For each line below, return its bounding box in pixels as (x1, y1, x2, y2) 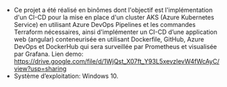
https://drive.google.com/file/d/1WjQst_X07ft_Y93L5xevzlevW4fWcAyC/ (13, 57, 220, 65)
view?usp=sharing (13, 65, 67, 72)
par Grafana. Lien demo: (13, 50, 84, 58)
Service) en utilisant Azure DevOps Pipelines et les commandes (13, 21, 196, 28)
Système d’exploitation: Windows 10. (13, 72, 119, 80)
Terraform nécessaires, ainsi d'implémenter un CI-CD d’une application (13, 28, 217, 36)
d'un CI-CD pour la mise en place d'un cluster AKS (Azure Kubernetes (13, 13, 215, 21)
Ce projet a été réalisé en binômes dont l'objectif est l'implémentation (13, 6, 213, 14)
